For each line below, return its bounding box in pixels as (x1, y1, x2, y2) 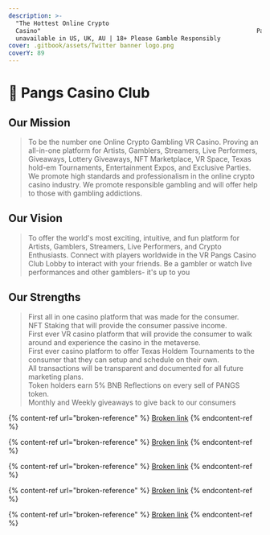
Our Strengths (8, 290, 81, 304)
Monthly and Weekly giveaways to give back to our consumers (27, 397, 236, 407)
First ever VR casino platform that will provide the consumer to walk (27, 329, 252, 339)
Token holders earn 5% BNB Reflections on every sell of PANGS (27, 380, 240, 390)
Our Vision (8, 212, 63, 225)
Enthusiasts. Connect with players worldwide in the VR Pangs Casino (27, 250, 257, 260)
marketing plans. (27, 372, 84, 381)
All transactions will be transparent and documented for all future (27, 363, 243, 372)
